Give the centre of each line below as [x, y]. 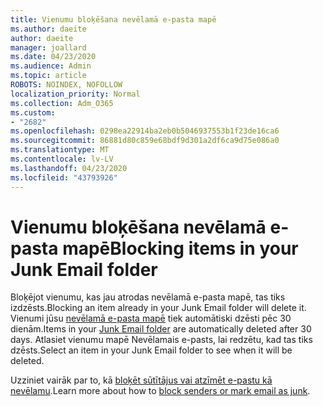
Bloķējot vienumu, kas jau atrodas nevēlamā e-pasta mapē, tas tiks [148, 297]
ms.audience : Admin [51, 66]
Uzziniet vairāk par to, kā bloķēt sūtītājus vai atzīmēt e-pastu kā [141, 380]
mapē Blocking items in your [180, 248]
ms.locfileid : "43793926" [64, 177]
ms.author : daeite [48, 29]
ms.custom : [33, 112]
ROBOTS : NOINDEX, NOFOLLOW [66, 85]
